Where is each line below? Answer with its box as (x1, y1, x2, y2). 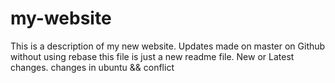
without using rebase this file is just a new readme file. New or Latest (10, 50, 295, 62)
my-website (10, 7, 112, 30)
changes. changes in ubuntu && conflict (10, 61, 175, 73)
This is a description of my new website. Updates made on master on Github (10, 40, 326, 52)
